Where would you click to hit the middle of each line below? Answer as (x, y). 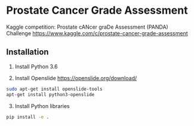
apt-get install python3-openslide (50, 94)
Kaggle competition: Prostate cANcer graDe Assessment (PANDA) (87, 27)
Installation (27, 52)
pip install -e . (28, 117)
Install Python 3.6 (36, 66)
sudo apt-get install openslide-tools (54, 89)
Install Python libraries (42, 106)
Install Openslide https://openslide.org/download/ (76, 78)
